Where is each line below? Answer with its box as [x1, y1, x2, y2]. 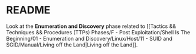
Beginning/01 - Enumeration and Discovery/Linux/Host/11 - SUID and [6, 35, 173, 42]
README [6, 3, 51, 17]
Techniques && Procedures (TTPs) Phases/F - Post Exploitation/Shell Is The [6, 28, 191, 35]
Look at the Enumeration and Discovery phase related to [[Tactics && [6, 23, 176, 30]
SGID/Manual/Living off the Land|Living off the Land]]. [6, 41, 138, 48]
